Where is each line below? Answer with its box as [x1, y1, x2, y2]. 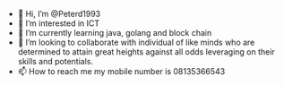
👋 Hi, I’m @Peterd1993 [17, 9, 101, 19]
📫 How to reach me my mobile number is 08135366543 [17, 66, 226, 76]
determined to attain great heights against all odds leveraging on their [17, 47, 275, 57]
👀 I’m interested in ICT [17, 18, 100, 29]
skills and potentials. [17, 56, 94, 66]
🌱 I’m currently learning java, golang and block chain [17, 28, 212, 38]
